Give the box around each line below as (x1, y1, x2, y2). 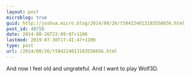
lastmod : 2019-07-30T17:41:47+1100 (6, 37, 96, 43)
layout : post (6, 8, 39, 15)
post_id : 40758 (6, 25, 45, 32)
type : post (6, 43, 34, 49)
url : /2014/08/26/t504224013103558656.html (6, 48, 118, 54)
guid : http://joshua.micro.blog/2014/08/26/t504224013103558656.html (6, 20, 186, 26)
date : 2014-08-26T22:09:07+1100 (6, 31, 88, 37)
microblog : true (6, 15, 47, 21)
